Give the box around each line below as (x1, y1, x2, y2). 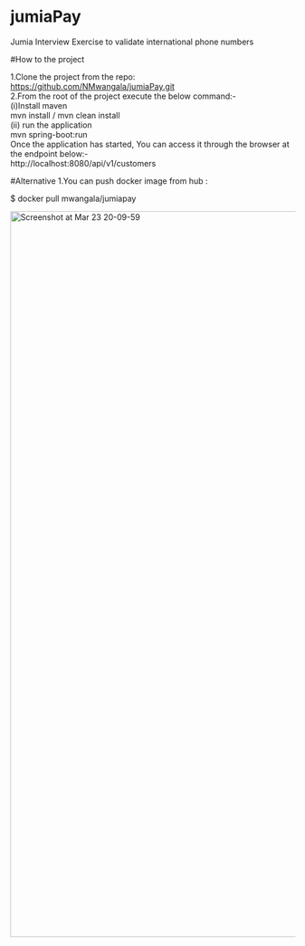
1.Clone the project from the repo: (10, 71, 136, 82)
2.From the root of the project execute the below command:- (10, 91, 236, 101)
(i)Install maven (10, 100, 68, 110)
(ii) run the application (10, 119, 93, 130)
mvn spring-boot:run (10, 129, 88, 139)
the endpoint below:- (10, 148, 89, 159)
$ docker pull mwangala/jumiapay (10, 193, 137, 204)
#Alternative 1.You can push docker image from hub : (10, 175, 208, 186)
